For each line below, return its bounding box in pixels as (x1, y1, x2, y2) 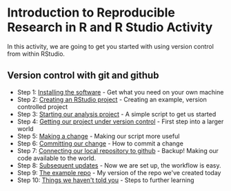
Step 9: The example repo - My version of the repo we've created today (17, 168, 221, 177)
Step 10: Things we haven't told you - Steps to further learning (17, 176, 194, 184)
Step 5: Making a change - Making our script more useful (17, 132, 180, 140)
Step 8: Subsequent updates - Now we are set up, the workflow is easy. (17, 161, 221, 170)
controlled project (17, 102, 68, 111)
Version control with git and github (7, 70, 159, 81)
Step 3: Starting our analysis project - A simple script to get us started (17, 110, 217, 118)
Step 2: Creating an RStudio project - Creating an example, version (17, 95, 207, 103)
